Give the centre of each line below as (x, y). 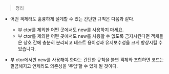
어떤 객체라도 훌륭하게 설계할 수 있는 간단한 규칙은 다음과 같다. (72, 19)
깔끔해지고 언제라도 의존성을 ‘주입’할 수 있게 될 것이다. (64, 66)
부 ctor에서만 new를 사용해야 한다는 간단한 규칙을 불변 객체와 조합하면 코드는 (87, 60)
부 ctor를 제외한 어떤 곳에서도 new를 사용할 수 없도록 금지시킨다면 (84, 36)
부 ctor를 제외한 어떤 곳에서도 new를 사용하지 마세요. (71, 30)
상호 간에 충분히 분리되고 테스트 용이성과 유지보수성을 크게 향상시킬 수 (93, 42)
